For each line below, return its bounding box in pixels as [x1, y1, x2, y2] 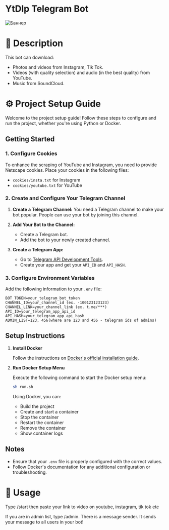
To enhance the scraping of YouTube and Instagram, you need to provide [5, 162, 157, 168]
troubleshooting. [12, 469, 47, 475]
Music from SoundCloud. [12, 80, 65, 86]
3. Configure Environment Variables [5, 274, 95, 281]
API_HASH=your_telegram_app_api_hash [5, 314, 85, 319]
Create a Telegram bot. [20, 231, 68, 237]
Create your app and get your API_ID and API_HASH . [20, 261, 126, 268]
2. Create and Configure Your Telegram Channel [5, 195, 125, 202]
